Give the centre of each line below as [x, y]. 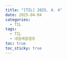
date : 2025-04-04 [24, 15]
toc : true [16, 44]
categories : [18, 19]
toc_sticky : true [24, 48]
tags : [11, 29]
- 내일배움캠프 [23, 39]
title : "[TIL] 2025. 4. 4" [34, 10]
